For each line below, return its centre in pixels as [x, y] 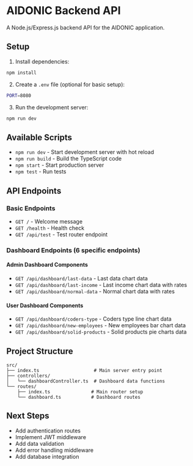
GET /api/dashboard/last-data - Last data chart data [82, 278]
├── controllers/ [28, 376]
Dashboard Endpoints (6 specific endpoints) [73, 250]
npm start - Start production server [60, 165]
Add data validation [39, 443]
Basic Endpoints [31, 208]
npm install [21, 73]
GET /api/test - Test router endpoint [61, 234]
